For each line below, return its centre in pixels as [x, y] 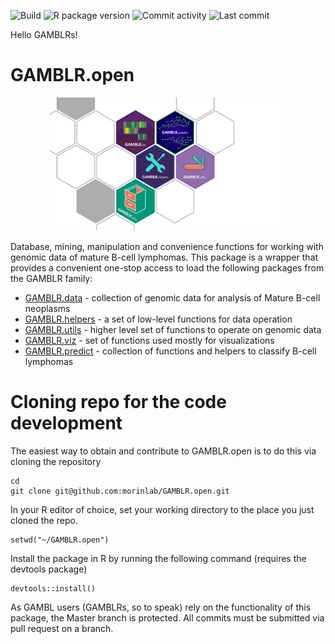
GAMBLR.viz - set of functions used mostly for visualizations [149, 340]
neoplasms [47, 308]
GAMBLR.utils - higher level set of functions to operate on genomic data [173, 329]
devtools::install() [53, 588]
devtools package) [49, 569]
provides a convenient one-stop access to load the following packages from [167, 267]
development [66, 422]
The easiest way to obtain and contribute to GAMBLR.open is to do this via [163, 451]
